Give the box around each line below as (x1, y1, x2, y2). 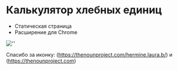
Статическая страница (14, 23, 72, 30)
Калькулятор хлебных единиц (6, 3, 162, 17)
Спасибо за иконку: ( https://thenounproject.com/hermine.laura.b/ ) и (6, 51, 173, 58)
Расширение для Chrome (14, 28, 78, 35)
